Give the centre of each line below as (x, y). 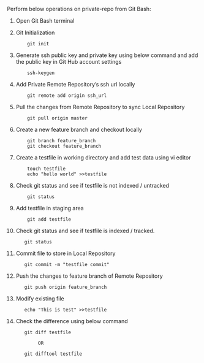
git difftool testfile (53, 354)
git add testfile (49, 220)
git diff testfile (47, 332)
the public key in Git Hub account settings (69, 62)
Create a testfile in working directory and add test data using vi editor (103, 158)
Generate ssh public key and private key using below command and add (107, 55)
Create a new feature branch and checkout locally (79, 129)
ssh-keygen (41, 73)
